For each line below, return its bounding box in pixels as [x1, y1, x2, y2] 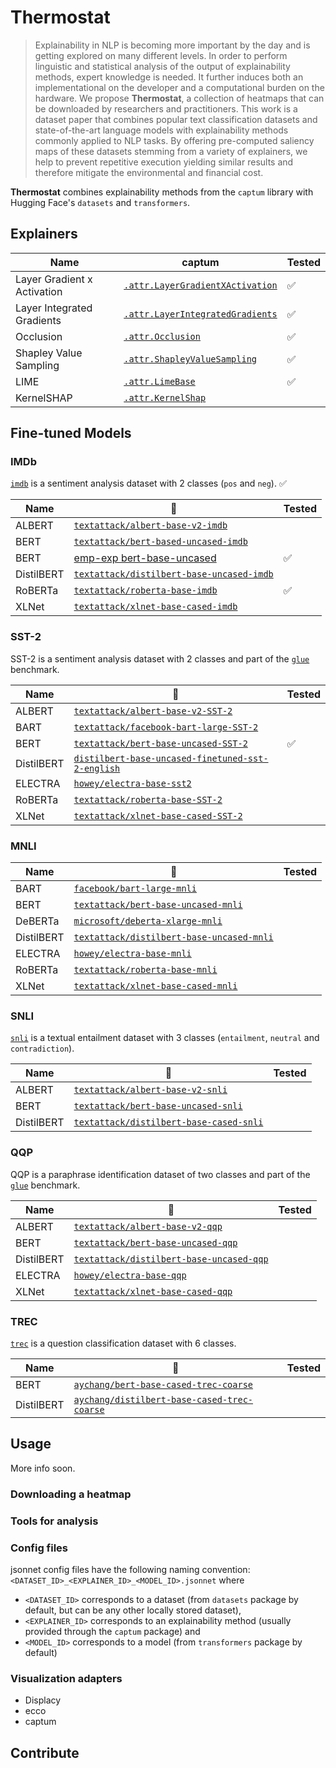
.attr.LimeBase [123, 376, 196, 387]
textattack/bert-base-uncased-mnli [73, 899, 243, 911]
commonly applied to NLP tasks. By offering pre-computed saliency [34, 134, 315, 146]
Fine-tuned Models [10, 425, 132, 442]
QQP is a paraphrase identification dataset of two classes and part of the [10, 1168, 311, 1180]
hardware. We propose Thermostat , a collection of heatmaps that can [34, 92, 325, 104]
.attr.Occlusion [123, 331, 201, 342]
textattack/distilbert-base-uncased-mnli [73, 932, 274, 943]
